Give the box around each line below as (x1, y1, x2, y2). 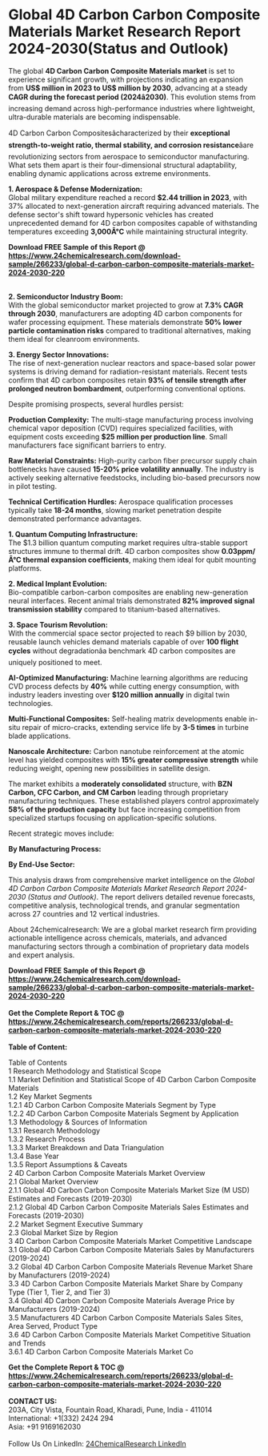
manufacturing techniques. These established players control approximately (8, 796, 259, 805)
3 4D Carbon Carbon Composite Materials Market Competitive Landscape (8, 1236, 252, 1245)
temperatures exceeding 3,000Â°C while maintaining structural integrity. (8, 227, 248, 236)
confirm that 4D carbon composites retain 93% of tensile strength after (8, 375, 246, 385)
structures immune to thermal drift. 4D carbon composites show (8, 546, 220, 556)
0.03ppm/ (221, 546, 256, 556)
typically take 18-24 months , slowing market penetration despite (8, 505, 222, 515)
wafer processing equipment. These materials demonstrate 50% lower (8, 317, 242, 327)
